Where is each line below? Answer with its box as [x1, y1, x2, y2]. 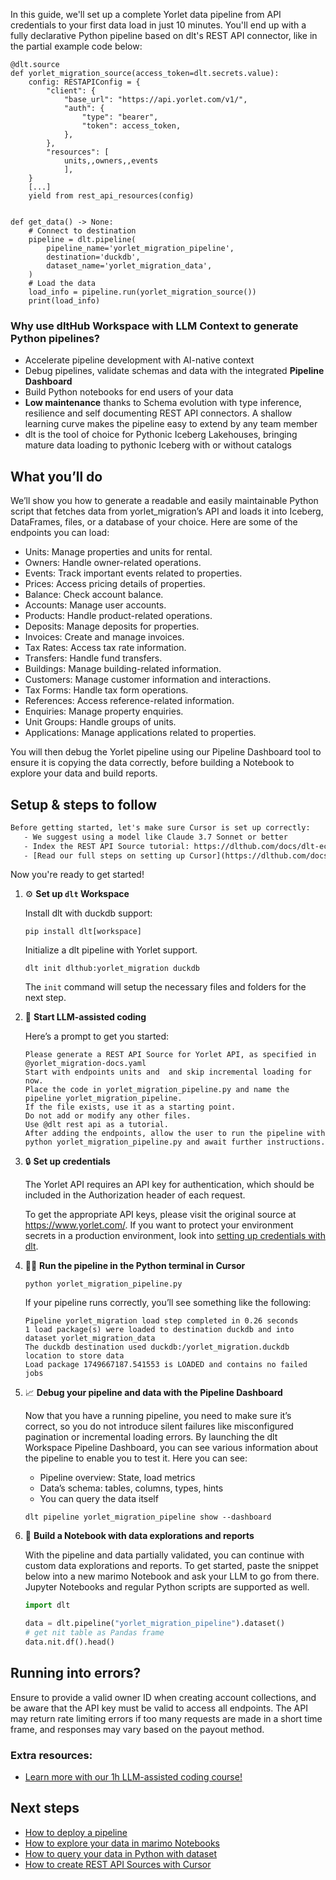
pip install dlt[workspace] [24, 927, 142, 937]
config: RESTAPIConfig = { [28, 77, 141, 87]
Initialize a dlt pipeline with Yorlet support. [24, 944, 198, 956]
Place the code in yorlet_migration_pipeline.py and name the [24, 1085, 290, 1095]
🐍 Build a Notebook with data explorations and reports [24, 1530, 255, 1542]
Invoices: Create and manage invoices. [24, 631, 185, 643]
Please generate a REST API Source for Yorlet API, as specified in [24, 1050, 317, 1060]
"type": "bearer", [81, 112, 159, 122]
